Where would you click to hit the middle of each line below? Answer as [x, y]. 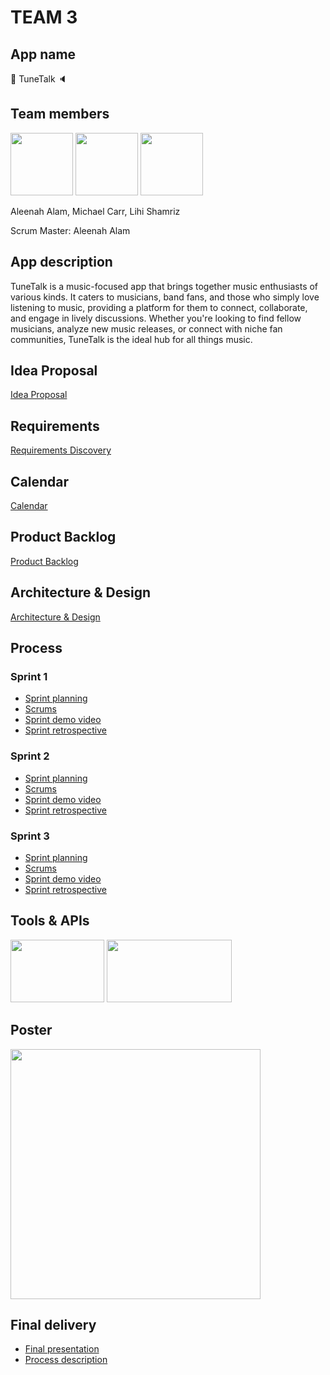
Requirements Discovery [61, 450]
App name [43, 54]
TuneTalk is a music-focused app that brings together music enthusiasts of [164, 286]
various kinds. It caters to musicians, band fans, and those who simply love [165, 297]
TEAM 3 [44, 17]
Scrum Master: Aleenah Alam [70, 230]
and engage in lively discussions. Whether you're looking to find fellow [156, 318]
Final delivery [53, 1324]
